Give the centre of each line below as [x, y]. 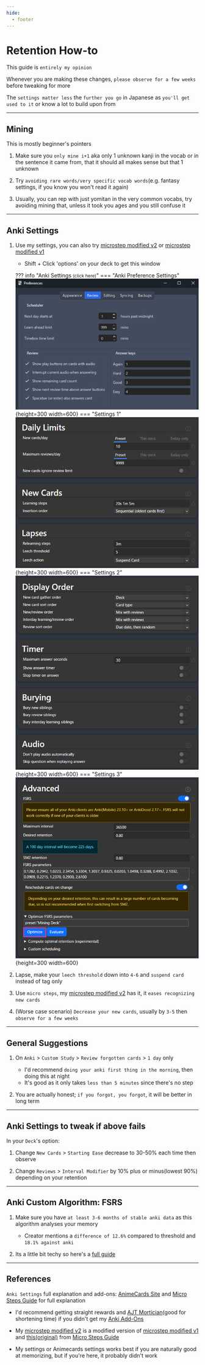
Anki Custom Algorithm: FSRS [64, 1202]
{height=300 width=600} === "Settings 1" [68, 414]
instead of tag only [39, 981]
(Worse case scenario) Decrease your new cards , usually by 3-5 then [101, 1012]
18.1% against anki [49, 1243]
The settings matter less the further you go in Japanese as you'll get [98, 97]
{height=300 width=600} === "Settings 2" [69, 572]
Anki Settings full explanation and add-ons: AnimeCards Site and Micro [97, 1294]
